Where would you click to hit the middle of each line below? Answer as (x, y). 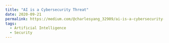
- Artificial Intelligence (38, 28)
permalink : (17, 19)
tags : (11, 23)
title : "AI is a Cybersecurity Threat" (47, 10)
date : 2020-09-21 (23, 14)
